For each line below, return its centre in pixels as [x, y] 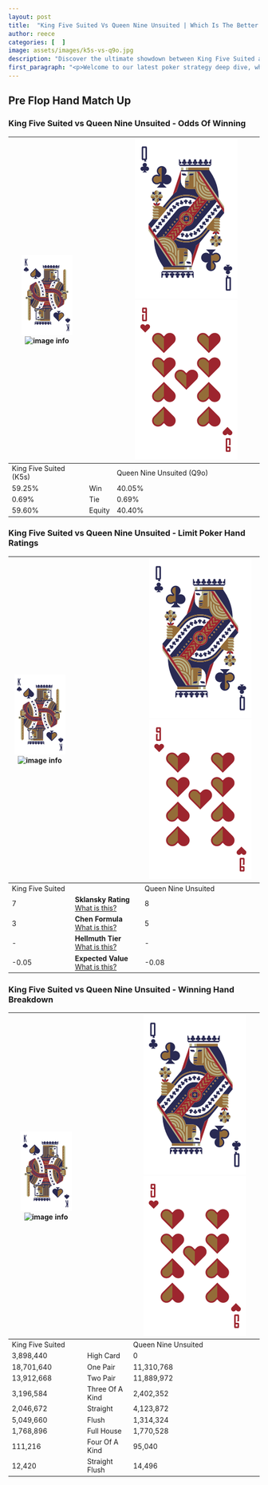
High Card [104, 1356]
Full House [104, 1431]
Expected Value [102, 958]
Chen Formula [99, 919]
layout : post [30, 17]
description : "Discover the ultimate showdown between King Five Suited [132, 59]
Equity [99, 510]
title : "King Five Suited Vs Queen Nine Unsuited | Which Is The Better [134, 25]
